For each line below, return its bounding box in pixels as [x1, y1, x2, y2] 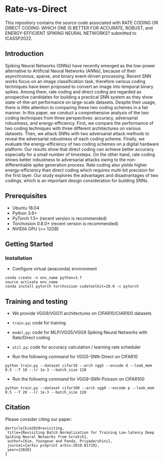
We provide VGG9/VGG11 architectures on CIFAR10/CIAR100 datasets [12, 311, 152, 317]
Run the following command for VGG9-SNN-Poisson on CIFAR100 [12, 376, 145, 382]
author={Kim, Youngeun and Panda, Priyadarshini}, [7, 438, 113, 443]
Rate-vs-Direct [5, 3, 67, 15]
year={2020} [7, 447, 32, 452]
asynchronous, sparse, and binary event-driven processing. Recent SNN [5, 73, 152, 79]
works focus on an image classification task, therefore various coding [5, 78, 146, 84]
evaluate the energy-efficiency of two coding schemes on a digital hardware [5, 141, 159, 147]
